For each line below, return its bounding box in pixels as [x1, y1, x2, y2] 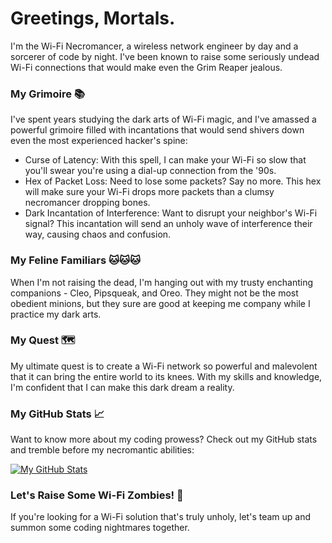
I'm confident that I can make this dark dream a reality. [10, 381, 235, 393]
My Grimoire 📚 [10, 87, 86, 101]
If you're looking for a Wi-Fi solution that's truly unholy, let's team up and [10, 511, 312, 523]
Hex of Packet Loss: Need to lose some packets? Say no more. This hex [24, 175, 322, 187]
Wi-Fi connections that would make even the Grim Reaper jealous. [10, 61, 283, 73]
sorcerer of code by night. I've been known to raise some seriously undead [10, 50, 320, 62]
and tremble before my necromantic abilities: [10, 444, 195, 456]
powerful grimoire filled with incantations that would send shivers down [10, 124, 305, 136]
